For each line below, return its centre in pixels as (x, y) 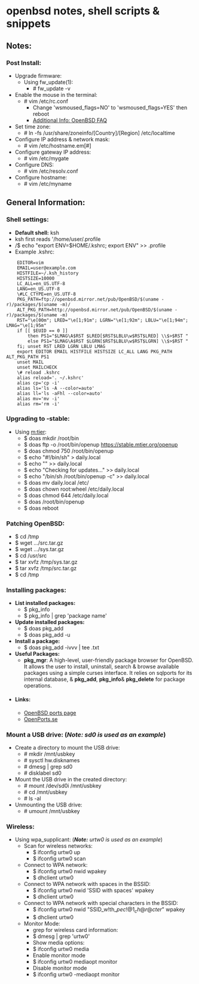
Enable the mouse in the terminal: (56, 94)
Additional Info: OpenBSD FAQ (70, 120)
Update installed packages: (50, 622)
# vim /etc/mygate (46, 158)
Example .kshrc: (35, 252)
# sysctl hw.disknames (52, 760)
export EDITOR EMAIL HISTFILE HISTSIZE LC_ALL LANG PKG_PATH (94, 352)
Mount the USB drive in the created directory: (71, 779)
